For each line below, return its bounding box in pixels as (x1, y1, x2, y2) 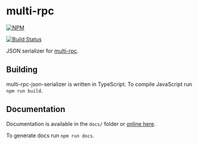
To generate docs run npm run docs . (6, 132, 95, 139)
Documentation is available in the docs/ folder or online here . (6, 120, 156, 127)
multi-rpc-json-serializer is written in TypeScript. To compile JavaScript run (6, 80, 193, 87)
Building (6, 65, 38, 75)
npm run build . (6, 87, 43, 94)
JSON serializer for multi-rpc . (6, 47, 79, 55)
